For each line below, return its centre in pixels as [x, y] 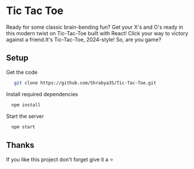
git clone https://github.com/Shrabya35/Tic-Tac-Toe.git [85, 83]
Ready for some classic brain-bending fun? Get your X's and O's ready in [95, 27]
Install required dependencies [42, 94]
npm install [26, 105]
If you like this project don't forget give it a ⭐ [60, 160]
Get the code [22, 72]
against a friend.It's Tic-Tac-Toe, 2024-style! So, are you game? [84, 39]
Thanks [20, 145]
